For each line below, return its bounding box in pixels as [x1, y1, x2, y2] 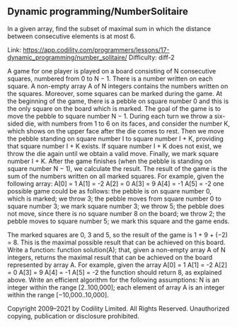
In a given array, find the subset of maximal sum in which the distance [7, 24, 212, 32]
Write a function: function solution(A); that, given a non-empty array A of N [7, 245, 226, 254]
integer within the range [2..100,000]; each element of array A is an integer [7, 283, 225, 292]
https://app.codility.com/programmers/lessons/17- [23, 45, 170, 54]
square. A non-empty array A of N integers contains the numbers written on [7, 81, 229, 90]
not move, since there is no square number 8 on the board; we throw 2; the [7, 209, 226, 218]
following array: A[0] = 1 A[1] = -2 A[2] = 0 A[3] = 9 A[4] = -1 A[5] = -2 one [7, 179, 224, 188]
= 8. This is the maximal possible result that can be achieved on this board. [7, 238, 226, 246]
